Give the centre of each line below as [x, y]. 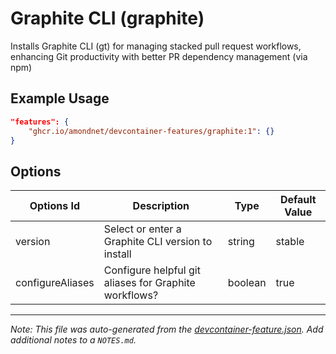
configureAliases [55, 283]
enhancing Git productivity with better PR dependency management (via [159, 56]
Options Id [54, 206]
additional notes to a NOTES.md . [73, 340]
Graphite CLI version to [158, 242]
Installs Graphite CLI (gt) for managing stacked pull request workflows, [156, 46]
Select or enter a [142, 229]
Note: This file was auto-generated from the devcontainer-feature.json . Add [167, 329]
